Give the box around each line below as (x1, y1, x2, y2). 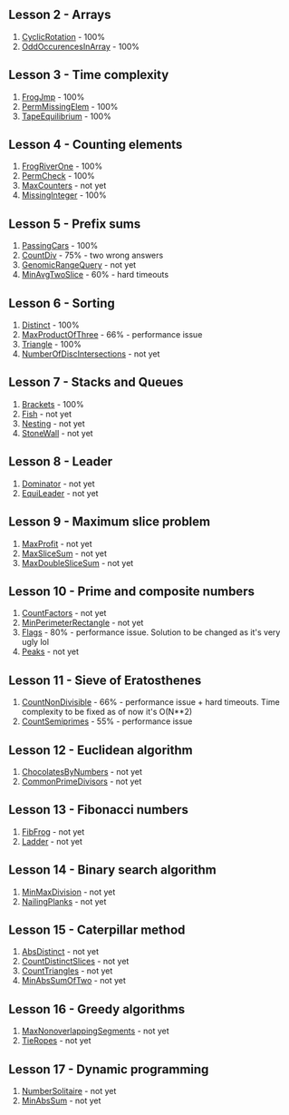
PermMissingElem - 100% (21, 101, 119, 112)
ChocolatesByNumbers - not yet (21, 766, 142, 777)
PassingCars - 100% (21, 240, 99, 251)
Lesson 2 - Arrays (8, 7, 111, 23)
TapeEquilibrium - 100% (21, 111, 112, 122)
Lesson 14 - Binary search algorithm (8, 862, 217, 878)
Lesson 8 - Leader (8, 454, 113, 470)
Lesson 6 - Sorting (8, 295, 115, 311)
